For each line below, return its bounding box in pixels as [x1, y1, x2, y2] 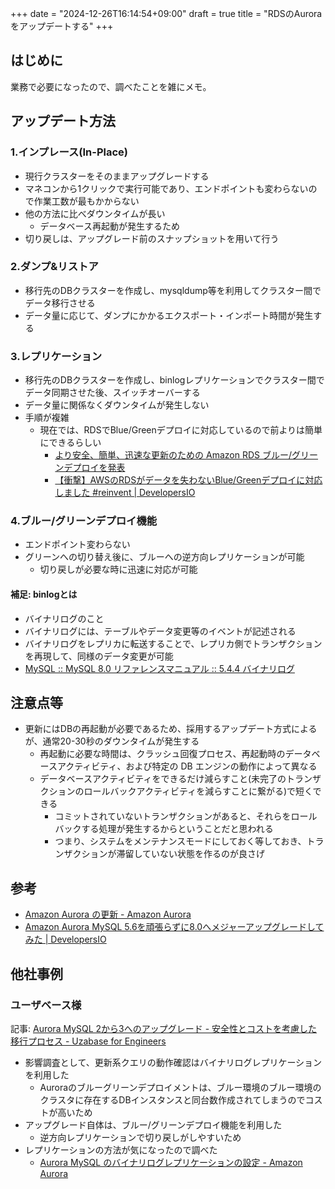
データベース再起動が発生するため [39, 220, 180, 232]
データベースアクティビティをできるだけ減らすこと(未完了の [39, 773, 287, 785]
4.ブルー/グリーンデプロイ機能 [10, 514, 158, 528]
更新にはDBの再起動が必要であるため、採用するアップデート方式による [24, 723, 318, 735]
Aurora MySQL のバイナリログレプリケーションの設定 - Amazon [39, 1156, 303, 1168]
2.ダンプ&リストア [10, 260, 99, 274]
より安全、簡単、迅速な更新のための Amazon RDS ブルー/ [54, 449, 293, 461]
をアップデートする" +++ [10, 20, 114, 32]
